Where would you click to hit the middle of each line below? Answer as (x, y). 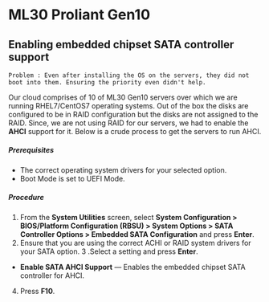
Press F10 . (37, 291)
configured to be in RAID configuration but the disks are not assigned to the (133, 114)
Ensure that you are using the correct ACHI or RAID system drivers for (135, 243)
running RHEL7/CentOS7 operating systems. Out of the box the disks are (128, 106)
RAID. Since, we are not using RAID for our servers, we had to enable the (128, 123)
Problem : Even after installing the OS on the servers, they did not (129, 75)
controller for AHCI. (52, 275)
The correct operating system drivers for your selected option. (123, 169)
